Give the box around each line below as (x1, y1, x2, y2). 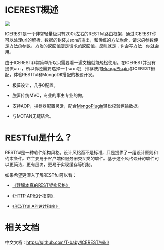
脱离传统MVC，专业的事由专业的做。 (12, 92, 86, 98)
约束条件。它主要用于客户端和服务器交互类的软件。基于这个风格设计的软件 (5, 155, 155, 161)
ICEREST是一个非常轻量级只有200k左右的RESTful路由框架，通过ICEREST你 (5, 30, 157, 37)
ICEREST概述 (5, 4, 59, 16)
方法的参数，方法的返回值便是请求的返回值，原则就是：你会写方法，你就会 (9, 43, 159, 49)
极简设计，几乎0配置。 (12, 82, 58, 88)
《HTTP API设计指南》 (12, 193, 55, 199)
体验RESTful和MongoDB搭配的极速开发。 (13, 71, 97, 77)
